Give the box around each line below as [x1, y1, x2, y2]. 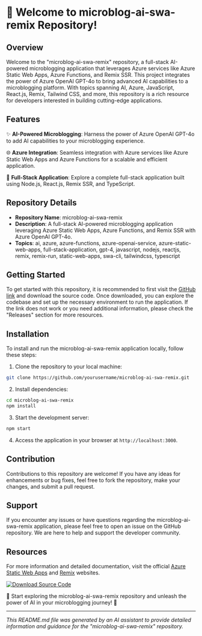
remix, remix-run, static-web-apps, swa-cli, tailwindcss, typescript [14, 252, 180, 259]
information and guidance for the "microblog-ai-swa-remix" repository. [6, 623, 183, 630]
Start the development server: [14, 414, 90, 421]
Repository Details [6, 198, 77, 208]
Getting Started [6, 270, 66, 280]
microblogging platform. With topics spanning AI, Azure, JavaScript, [6, 84, 175, 91]
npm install [6, 403, 36, 409]
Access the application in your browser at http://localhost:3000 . [14, 436, 178, 443]
